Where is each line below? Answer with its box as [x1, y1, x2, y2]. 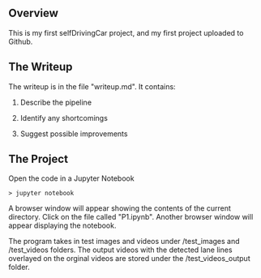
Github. [8, 36, 33, 46]
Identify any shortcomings [19, 113, 108, 122]
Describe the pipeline [19, 97, 92, 107]
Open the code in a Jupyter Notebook [8, 173, 135, 183]
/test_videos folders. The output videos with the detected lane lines [8, 245, 233, 254]
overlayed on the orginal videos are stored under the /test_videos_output [8, 254, 250, 263]
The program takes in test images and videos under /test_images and [8, 237, 241, 246]
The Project [8, 152, 69, 166]
